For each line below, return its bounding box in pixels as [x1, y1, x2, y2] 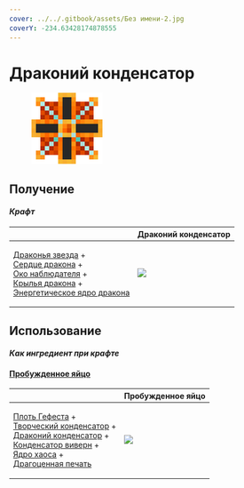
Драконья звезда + [12, 249, 86, 260]
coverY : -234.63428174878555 [9, 23, 117, 33]
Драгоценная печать [12, 459, 92, 469]
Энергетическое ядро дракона [12, 287, 130, 298]
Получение [9, 181, 75, 196]
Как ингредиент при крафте [9, 348, 120, 359]
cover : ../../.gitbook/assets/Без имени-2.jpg [9, 14, 185, 23]
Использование [9, 323, 102, 338]
